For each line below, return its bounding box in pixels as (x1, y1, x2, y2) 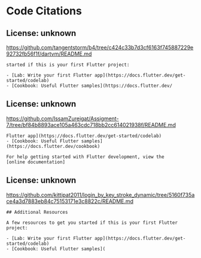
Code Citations (6, 4, 82, 18)
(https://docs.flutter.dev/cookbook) (6, 143, 100, 149)
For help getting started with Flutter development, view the (6, 154, 165, 160)
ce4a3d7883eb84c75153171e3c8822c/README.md (6, 198, 133, 205)
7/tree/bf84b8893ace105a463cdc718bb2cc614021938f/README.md (6, 121, 176, 128)
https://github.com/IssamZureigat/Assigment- (6, 115, 119, 122)
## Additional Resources (6, 209, 68, 215)
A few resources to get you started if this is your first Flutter (6, 220, 178, 226)
